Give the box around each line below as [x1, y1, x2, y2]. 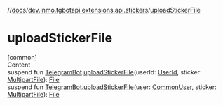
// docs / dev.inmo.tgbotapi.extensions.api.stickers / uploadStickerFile [7, 6, 201, 14]
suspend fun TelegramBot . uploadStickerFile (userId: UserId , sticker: [7, 67, 202, 76]
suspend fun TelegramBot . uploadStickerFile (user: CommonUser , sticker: [7, 83, 217, 91]
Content [7, 60, 31, 69]
